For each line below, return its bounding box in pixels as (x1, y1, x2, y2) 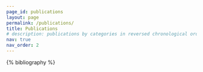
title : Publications (6, 25, 59, 32)
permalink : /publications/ (6, 20, 74, 26)
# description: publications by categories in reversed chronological (6, 31, 188, 37)
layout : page (6, 14, 39, 20)
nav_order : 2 (6, 43, 39, 49)
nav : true (6, 37, 31, 43)
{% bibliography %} (6, 58, 56, 66)
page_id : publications (6, 8, 63, 15)
